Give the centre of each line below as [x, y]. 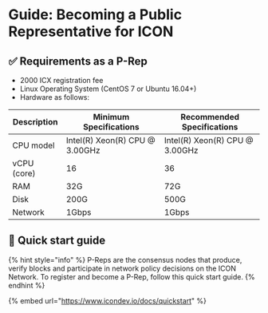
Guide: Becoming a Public [95, 15]
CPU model [33, 145]
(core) [24, 173]
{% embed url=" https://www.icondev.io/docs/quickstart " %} [108, 300]
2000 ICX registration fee [61, 80]
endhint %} [27, 285]
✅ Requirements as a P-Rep [78, 61]
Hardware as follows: [55, 97]
